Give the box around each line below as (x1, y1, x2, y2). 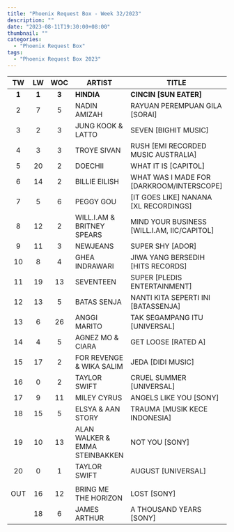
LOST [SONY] (130, 489, 176, 499)
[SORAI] (130, 109, 157, 119)
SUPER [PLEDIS (130, 273, 182, 282)
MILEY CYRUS (75, 393, 123, 402)
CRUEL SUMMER (130, 372, 187, 382)
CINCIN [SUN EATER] (130, 89, 202, 99)
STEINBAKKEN (75, 450, 124, 460)
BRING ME (75, 484, 109, 494)
